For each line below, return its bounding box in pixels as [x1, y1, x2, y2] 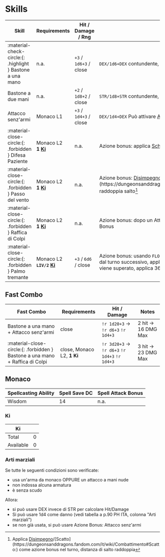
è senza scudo [12, 487, 42, 493]
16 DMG [137, 326, 158, 333]
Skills [5, 3, 28, 15]
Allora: [5, 497, 18, 503]
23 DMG [137, 349, 158, 356]
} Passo [7, 190, 26, 197]
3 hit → [137, 343, 154, 350]
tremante [7, 274, 28, 280]
